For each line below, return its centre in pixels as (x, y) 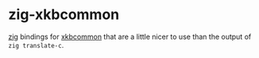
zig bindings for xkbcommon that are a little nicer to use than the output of (130, 37)
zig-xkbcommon (64, 15)
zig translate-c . (36, 44)
